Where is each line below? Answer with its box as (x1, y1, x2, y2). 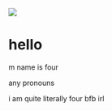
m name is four (8, 62, 59, 72)
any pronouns (8, 78, 55, 88)
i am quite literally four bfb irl (8, 93, 105, 103)
